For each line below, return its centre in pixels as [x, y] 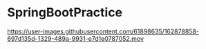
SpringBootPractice [65, 13]
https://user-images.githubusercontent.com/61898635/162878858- [103, 31]
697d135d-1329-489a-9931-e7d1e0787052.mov [75, 38]
